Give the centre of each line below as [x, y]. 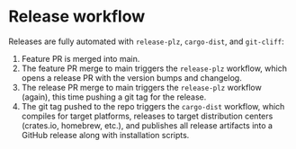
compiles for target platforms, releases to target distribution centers [147, 116]
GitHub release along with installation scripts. [105, 135]
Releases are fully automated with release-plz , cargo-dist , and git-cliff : [146, 41]
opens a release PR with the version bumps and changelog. [131, 77]
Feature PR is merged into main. [81, 58]
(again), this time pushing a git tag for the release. [114, 97]
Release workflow [77, 17]
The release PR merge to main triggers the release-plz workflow [141, 87]
